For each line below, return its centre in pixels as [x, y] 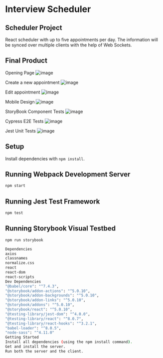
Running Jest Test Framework [53, 201]
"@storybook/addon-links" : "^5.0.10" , [45, 300]
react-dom [15, 272]
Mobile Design [20, 101]
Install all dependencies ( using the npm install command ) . [69, 342]
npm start [15, 186]
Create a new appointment [32, 82]
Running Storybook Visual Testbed [61, 228]
